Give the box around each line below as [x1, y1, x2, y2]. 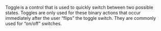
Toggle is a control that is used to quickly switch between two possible [5, 5, 154, 10]
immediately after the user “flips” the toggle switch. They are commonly [5, 15, 156, 21]
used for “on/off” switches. [5, 20, 62, 26]
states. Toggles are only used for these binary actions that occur [5, 10, 141, 16]
